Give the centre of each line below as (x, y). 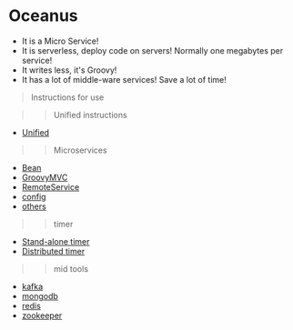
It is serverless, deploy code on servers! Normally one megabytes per (152, 50)
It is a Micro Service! (60, 41)
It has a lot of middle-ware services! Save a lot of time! (124, 79)
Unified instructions (91, 115)
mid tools (71, 268)
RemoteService (51, 186)
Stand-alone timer (56, 241)
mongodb (40, 295)
